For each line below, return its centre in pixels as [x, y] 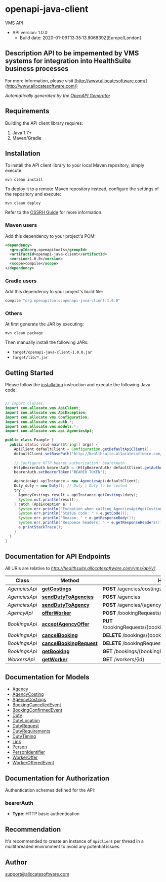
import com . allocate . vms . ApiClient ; [43, 408]
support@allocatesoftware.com [37, 874]
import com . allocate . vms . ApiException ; [46, 413]
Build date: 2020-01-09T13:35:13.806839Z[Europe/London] [81, 38]
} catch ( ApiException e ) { [43, 504]
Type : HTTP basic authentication [46, 814]
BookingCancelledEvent [37, 705]
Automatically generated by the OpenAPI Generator [58, 96]
